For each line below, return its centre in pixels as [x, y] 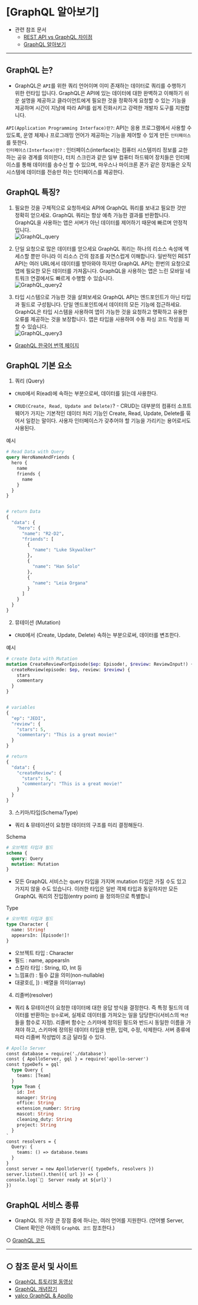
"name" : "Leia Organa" [60, 583]
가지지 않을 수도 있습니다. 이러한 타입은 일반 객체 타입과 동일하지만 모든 [96, 889]
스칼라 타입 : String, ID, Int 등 [48, 967]
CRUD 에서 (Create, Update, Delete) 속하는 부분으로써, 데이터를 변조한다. [98, 634]
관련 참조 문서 [30, 30]
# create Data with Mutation [42, 659]
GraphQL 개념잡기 [36, 1289]
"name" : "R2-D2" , [43, 534]
